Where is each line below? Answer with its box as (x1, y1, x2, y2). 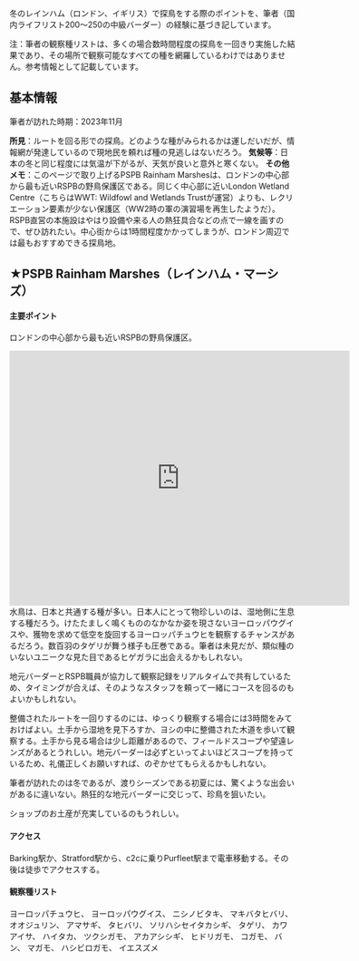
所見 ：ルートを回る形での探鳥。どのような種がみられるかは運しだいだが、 (9, 135, 287, 146)
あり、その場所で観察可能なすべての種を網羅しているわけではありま (24, 50, 278, 61)
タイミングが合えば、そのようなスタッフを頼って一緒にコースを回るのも (24, 683, 295, 694)
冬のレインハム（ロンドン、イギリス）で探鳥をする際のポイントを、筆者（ (9, 8, 287, 18)
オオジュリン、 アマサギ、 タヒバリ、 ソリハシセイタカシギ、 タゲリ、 (9, 919, 270, 930)
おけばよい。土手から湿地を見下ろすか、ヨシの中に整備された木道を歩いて (9, 724, 287, 735)
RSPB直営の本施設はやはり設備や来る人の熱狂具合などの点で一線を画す (9, 214, 277, 225)
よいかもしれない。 (9, 694, 82, 704)
